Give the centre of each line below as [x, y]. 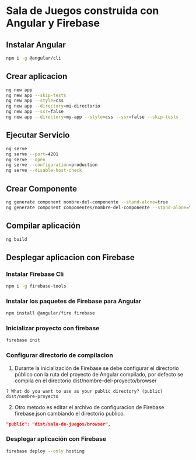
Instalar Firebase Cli [35, 274]
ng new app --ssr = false [35, 112]
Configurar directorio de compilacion [60, 355]
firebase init [23, 340]
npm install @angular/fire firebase [50, 313]
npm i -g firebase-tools [36, 286]
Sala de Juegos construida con [83, 11]
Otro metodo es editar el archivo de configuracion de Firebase [89, 407]
